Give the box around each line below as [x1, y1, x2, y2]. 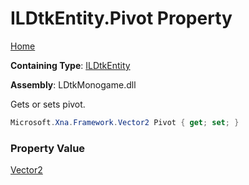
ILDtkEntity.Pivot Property [10, 7, 233, 30]
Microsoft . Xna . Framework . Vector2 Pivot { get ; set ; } [10, 117, 240, 127]
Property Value [10, 141, 86, 155]
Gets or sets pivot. [10, 98, 86, 110]
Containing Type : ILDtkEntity [10, 59, 131, 71]
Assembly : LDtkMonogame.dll [10, 78, 137, 91]
